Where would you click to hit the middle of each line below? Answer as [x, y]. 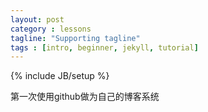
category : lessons [51, 29]
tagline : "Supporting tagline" [75, 38]
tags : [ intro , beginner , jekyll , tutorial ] [104, 47]
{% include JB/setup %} [60, 76]
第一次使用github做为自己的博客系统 [85, 97]
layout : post [37, 19]
